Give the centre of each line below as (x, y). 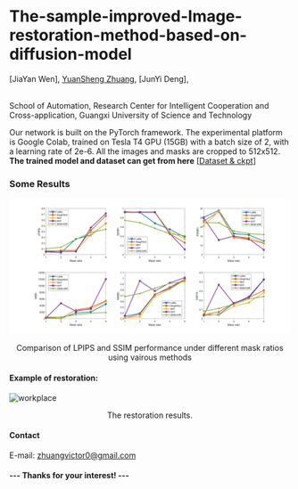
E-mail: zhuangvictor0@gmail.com (73, 455)
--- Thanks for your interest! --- (69, 476)
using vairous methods (150, 357)
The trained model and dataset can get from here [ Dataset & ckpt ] (133, 160)
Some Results (40, 183)
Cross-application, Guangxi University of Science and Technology (131, 115)
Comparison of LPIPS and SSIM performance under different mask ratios (150, 348)
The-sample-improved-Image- (126, 16)
